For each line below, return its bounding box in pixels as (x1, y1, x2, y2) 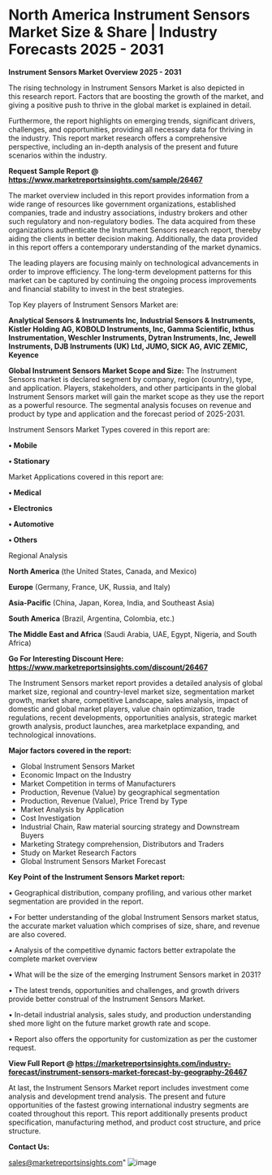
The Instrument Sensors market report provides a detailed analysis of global (8, 678, 263, 687)
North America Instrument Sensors (8, 6, 250, 24)
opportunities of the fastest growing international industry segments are (8, 1099, 249, 1110)
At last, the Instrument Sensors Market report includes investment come (8, 1082, 249, 1092)
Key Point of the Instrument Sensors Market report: (8, 872, 185, 882)
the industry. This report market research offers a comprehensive (8, 132, 227, 143)
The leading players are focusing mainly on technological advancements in (8, 258, 259, 267)
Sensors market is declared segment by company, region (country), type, (8, 374, 254, 384)
